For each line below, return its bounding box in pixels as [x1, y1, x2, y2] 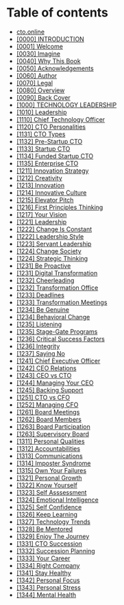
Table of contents [6, 5, 109, 21]
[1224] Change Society [16, 246, 82, 255]
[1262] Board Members [16, 415, 82, 423]
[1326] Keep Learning [16, 510, 78, 518]
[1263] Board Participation [16, 422, 90, 431]
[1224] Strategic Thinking [16, 254, 88, 262]
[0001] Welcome [16, 42, 63, 50]
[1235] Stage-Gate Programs [16, 327, 98, 335]
